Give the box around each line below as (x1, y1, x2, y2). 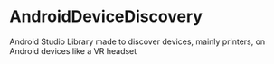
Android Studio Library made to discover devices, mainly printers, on (9, 36, 266, 47)
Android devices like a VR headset (9, 45, 137, 56)
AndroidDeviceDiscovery (9, 6, 203, 27)
